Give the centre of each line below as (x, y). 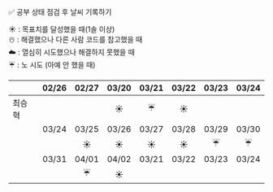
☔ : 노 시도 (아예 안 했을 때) (52, 65)
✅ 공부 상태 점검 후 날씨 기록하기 (60, 12)
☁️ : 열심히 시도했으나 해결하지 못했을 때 (72, 52)
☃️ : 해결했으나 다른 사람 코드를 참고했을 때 (76, 39)
